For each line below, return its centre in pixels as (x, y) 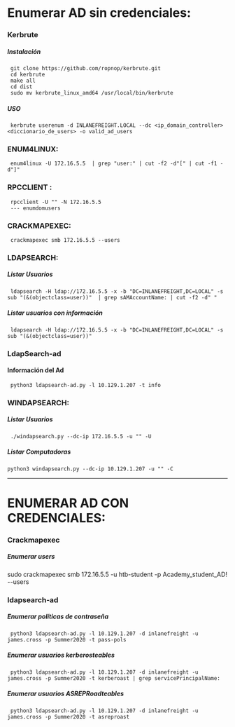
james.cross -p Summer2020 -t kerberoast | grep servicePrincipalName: (114, 678)
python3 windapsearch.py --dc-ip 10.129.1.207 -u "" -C (90, 469)
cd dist (21, 87)
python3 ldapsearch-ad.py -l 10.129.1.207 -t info (85, 385)
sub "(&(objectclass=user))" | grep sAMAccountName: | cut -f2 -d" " (112, 297)
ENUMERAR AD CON (68, 503)
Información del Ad (36, 370)
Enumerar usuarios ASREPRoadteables (66, 694)
